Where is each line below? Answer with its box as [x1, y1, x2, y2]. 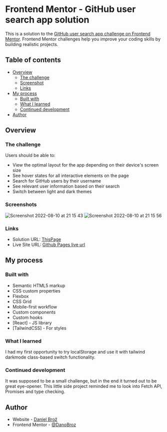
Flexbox [12, 293, 29, 299]
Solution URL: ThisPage [12, 236, 61, 242]
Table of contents [5, 56, 61, 64]
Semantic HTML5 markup [12, 282, 65, 288]
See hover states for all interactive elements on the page [12, 172, 129, 178]
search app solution [5, 14, 89, 25]
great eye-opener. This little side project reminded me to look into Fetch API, [5, 383, 162, 389]
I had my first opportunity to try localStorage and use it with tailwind [5, 349, 145, 355]
